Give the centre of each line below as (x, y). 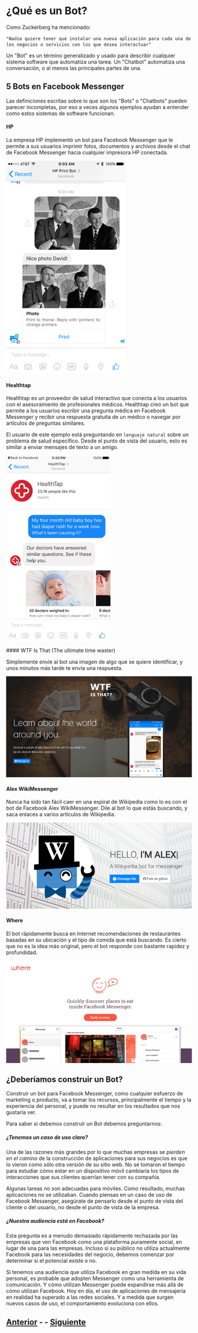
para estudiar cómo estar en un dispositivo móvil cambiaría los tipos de (93, 1171)
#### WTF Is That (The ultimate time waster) (61, 651)
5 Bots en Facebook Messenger (65, 87)
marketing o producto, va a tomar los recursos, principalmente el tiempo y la (99, 1100)
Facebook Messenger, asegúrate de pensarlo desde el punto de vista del (95, 1201)
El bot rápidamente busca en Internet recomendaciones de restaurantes (93, 933)
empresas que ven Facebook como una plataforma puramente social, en (94, 1242)
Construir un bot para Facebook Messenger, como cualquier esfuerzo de (95, 1094)
